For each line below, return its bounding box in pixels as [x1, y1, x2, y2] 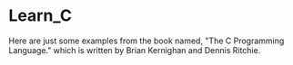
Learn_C [8, 5, 73, 26]
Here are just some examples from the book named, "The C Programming [8, 35, 285, 46]
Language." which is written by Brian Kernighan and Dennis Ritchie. [8, 44, 261, 55]
